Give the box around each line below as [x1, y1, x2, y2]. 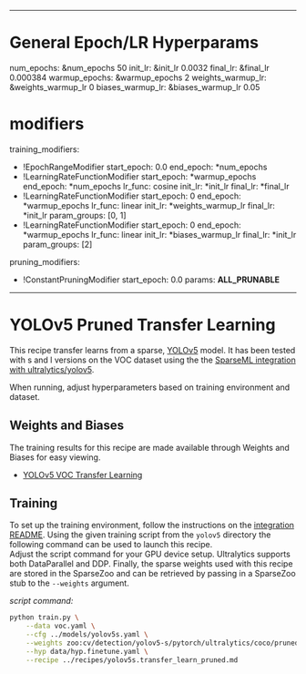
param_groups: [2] [22, 239, 93, 250]
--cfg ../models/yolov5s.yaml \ [25, 630, 148, 639]
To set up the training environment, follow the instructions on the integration [9, 520, 294, 531]
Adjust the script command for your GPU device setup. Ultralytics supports [9, 548, 291, 560]
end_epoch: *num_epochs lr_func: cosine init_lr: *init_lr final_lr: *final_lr [22, 180, 290, 191]
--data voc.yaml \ [25, 621, 96, 631]
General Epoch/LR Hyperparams [9, 33, 260, 53]
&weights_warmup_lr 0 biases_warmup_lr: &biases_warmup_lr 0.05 [9, 81, 260, 92]
